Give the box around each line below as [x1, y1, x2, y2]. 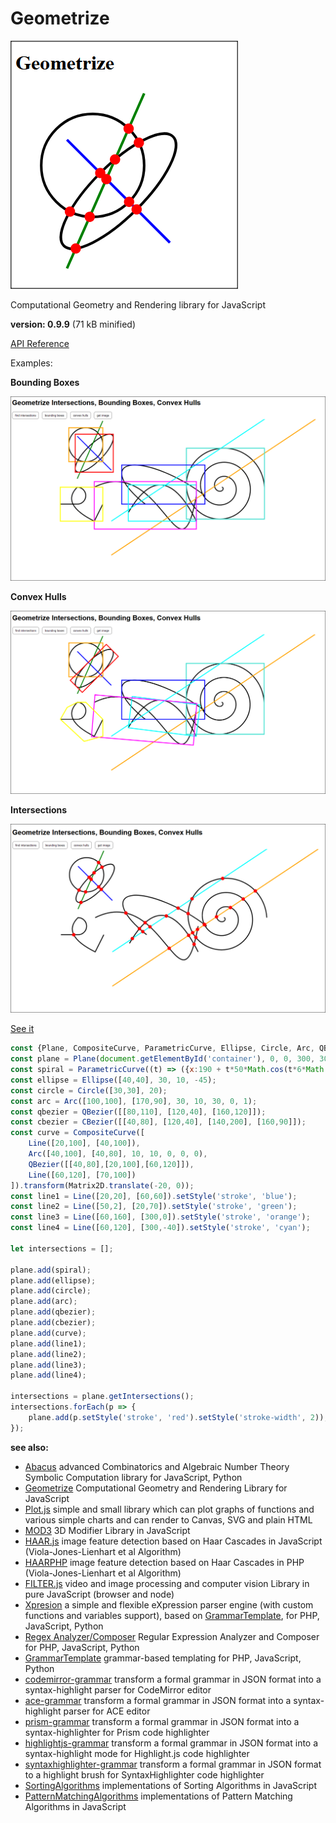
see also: [10, 1441, 49, 1453]
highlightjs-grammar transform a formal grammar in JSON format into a [24, 1737, 319, 1749]
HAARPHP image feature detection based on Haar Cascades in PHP [24, 1556, 305, 1568]
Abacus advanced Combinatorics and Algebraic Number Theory [24, 1460, 290, 1472]
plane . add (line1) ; [10, 1338, 87, 1349]
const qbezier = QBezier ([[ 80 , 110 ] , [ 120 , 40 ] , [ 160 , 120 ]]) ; [10, 1107, 267, 1117]
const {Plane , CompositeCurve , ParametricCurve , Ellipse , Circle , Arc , [10, 1043, 315, 1054]
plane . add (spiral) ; [10, 1265, 92, 1275]
